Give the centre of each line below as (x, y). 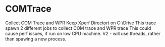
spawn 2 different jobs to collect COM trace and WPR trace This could (78, 28)
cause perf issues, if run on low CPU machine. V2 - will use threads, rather (83, 33)
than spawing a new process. (36, 39)
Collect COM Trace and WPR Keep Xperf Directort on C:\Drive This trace (81, 23)
